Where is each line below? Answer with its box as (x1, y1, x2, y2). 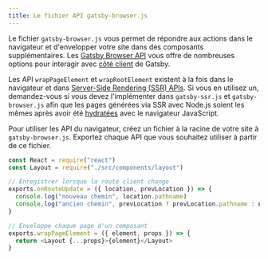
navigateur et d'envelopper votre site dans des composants (8, 41, 204, 52)
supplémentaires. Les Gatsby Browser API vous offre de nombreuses (8, 50, 235, 60)
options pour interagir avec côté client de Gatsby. (8, 59, 171, 69)
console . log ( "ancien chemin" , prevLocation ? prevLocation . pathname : (15, 200, 255, 208)
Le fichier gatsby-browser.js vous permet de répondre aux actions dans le (8, 33, 253, 43)
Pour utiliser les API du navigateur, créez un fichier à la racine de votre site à (8, 124, 259, 133)
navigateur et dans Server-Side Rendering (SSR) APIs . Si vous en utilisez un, (8, 83, 259, 92)
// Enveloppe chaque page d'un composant (8, 222, 148, 230)
